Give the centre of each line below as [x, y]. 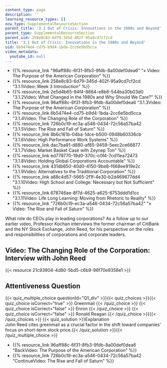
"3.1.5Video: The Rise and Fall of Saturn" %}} [59, 129]
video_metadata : [22, 52]
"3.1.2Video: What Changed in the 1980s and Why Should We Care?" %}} [87, 97]
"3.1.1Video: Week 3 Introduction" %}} [51, 87]
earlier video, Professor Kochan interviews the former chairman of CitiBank [82, 224]
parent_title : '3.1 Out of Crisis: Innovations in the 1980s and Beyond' [83, 29]
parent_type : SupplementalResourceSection [50, 33]
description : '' [22, 15]
